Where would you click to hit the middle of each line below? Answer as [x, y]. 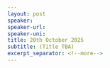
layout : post [27, 14]
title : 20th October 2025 [45, 40]
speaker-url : [27, 27]
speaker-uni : [27, 34]
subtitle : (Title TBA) [41, 47]
